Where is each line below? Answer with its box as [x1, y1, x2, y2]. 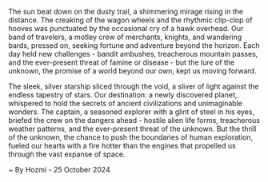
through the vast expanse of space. [8, 149, 126, 159]
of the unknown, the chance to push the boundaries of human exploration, [8, 133, 254, 142]
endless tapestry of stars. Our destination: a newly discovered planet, [8, 90, 238, 99]
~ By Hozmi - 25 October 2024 [8, 165, 110, 174]
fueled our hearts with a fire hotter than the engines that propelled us [8, 141, 236, 150]
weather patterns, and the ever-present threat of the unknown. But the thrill [8, 124, 257, 133]
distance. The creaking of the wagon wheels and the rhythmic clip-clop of [8, 15, 253, 25]
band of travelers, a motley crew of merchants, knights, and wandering [8, 32, 242, 42]
